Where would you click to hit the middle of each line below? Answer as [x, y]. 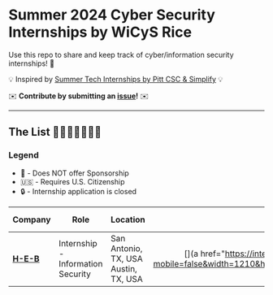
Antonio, [127, 248]
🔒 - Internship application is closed [78, 191]
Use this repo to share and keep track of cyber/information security [121, 54]
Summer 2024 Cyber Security [112, 15]
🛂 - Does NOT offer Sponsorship [75, 173]
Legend [24, 155]
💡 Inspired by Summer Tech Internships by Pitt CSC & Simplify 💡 [116, 79]
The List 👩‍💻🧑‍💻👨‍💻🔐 [55, 132]
